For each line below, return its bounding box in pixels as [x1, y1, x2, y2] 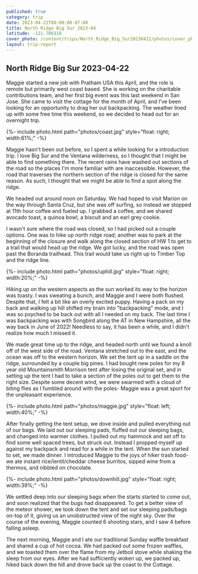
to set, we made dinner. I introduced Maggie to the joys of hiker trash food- [6, 451, 189, 458]
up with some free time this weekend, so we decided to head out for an [6, 110, 179, 117]
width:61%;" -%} [6, 134, 47, 142]
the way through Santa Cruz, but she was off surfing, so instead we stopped [6, 201, 192, 208]
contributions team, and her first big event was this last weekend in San [6, 91, 180, 99]
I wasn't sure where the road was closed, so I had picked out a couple [6, 225, 176, 232]
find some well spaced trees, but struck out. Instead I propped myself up [6, 439, 183, 446]
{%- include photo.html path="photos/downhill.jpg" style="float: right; [6, 475, 177, 483]
